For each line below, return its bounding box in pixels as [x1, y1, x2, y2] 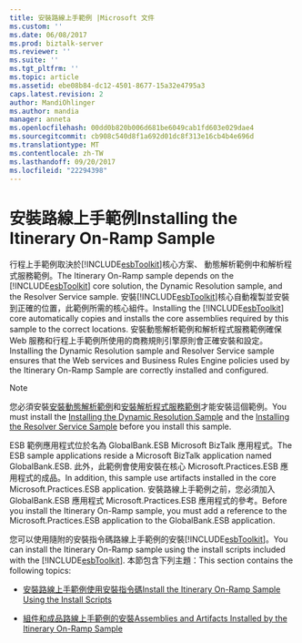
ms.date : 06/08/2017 [9, 30, 88, 39]
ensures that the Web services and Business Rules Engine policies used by [9, 355, 290, 366]
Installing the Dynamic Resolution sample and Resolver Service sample [9, 345, 275, 356]
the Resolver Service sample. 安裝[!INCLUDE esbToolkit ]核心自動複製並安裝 [9, 291, 290, 302]
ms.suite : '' [9, 56, 59, 65]
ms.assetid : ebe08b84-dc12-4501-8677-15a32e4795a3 [9, 81, 206, 90]
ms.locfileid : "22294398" [9, 166, 107, 175]
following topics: [9, 566, 71, 577]
